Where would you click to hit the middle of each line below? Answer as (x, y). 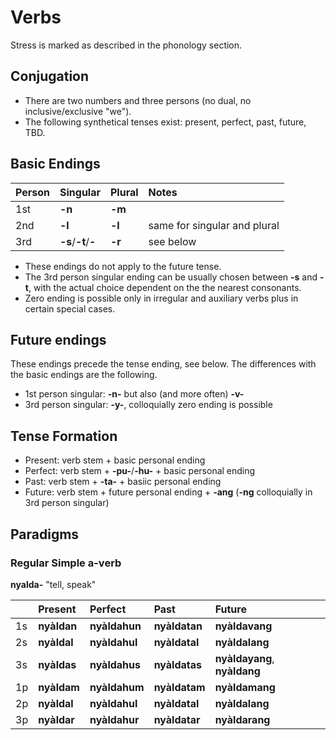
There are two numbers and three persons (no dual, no (138, 100)
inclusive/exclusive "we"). (78, 111)
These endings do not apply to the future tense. (123, 266)
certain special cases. (70, 308)
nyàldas (57, 664)
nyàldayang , (244, 658)
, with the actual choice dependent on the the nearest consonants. (165, 287)
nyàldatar (177, 719)
